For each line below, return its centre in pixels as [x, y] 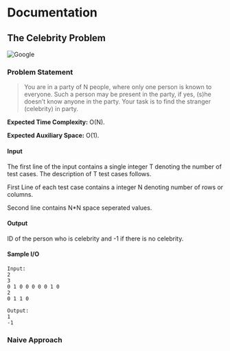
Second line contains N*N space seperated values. [80, 208]
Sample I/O [23, 254]
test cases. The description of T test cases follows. [79, 173]
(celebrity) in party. [51, 109]
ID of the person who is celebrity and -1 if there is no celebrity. [95, 239]
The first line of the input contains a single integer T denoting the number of [114, 167]
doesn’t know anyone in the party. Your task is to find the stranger [117, 101]
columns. [20, 194]
